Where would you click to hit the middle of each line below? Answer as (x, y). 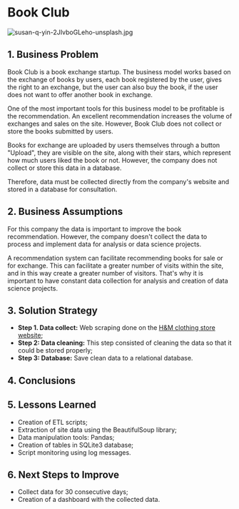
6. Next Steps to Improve (63, 474)
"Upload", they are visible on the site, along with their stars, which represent (119, 152)
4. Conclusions (42, 380)
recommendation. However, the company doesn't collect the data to (107, 236)
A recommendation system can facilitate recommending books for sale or (115, 258)
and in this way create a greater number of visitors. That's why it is (105, 273)
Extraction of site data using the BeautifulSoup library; (97, 430)
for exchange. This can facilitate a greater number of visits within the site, (116, 266)
